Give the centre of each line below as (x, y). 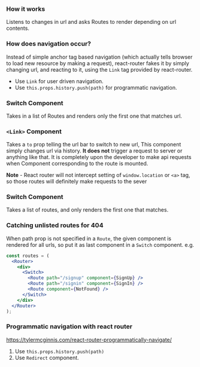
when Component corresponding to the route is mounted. (77, 164)
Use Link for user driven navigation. (59, 81)
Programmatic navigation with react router (69, 326)
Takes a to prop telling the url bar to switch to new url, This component (94, 145)
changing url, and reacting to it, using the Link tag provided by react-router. (99, 69)
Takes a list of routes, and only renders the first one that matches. (87, 210)
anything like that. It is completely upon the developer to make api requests (99, 157)
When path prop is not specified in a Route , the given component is (89, 238)
